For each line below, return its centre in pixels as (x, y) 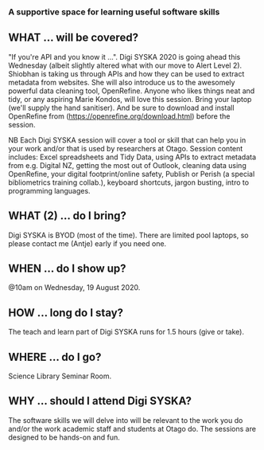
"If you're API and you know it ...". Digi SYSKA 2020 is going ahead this (124, 57)
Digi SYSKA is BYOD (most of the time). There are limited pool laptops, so (128, 235)
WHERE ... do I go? (55, 357)
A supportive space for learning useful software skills (114, 12)
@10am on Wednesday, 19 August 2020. (74, 288)
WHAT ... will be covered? (74, 38)
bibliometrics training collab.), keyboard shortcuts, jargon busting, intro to (128, 182)
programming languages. (49, 190)
